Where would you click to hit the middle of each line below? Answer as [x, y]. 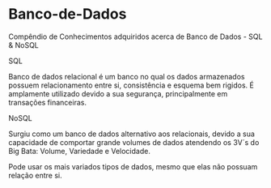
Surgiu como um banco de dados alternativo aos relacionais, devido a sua [131, 134]
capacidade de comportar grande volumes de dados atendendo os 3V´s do [134, 142]
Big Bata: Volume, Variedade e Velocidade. [80, 151]
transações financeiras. [48, 102]
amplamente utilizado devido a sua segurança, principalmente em [118, 93]
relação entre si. [35, 175]
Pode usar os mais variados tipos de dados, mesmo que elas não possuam [133, 166]
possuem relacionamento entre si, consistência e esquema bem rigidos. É [131, 85]
